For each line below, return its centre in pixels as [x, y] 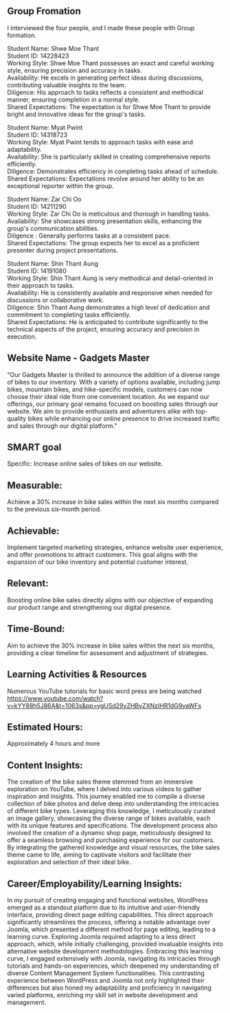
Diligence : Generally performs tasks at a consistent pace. [89, 236]
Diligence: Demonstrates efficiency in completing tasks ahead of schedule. [113, 171]
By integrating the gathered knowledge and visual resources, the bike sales [114, 847]
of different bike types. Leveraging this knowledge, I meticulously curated [111, 811]
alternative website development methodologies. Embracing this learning [111, 951]
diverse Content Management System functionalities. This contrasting [106, 973]
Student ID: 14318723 [37, 135]
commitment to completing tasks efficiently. [69, 315]
